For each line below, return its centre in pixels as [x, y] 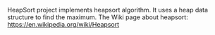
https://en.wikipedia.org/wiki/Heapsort [63, 24]
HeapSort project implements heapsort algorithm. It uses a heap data [108, 10]
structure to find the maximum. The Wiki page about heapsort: [98, 17]
